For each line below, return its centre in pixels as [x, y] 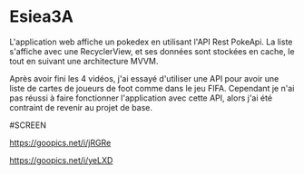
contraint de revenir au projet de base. [81, 107]
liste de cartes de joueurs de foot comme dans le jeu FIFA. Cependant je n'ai [152, 88]
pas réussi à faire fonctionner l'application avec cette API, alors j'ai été [141, 98]
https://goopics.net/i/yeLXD [61, 160]
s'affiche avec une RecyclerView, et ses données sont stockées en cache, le [152, 51]
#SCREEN [28, 125]
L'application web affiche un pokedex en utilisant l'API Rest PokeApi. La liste [151, 42]
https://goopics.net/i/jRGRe [60, 142]
